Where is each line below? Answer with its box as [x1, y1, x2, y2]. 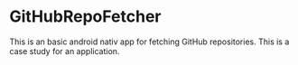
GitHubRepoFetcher [9, 6, 162, 27]
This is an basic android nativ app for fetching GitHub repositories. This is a [9, 36, 290, 47]
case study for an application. [9, 45, 120, 56]
